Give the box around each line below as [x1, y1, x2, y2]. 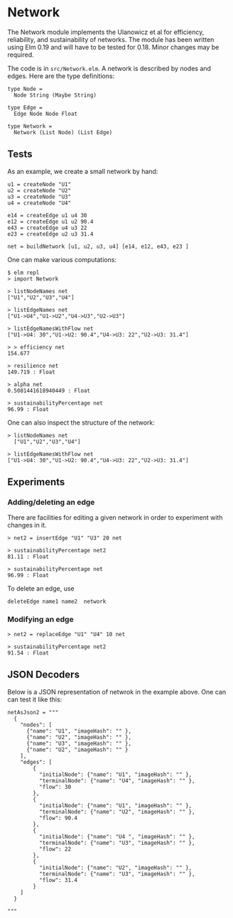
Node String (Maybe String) [13, 92, 97, 99]
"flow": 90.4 [38, 814, 78, 821]
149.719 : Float [7, 368, 55, 376]
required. [7, 50, 34, 59]
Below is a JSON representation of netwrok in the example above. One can [7, 687, 226, 696]
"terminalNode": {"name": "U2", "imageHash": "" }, [38, 808, 195, 815]
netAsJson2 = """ [7, 709, 59, 716]
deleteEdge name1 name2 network [7, 598, 107, 606]
